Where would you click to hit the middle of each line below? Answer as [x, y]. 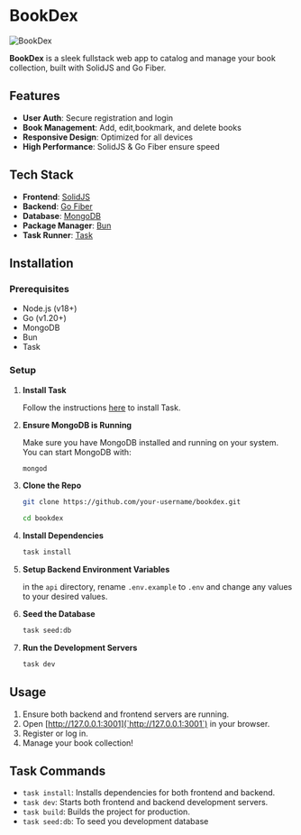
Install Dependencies [63, 536]
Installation [41, 263]
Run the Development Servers [80, 647]
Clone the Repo [52, 486]
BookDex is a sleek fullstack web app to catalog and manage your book [143, 58]
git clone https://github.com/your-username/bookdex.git [132, 502]
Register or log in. [55, 733]
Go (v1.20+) [45, 318]
